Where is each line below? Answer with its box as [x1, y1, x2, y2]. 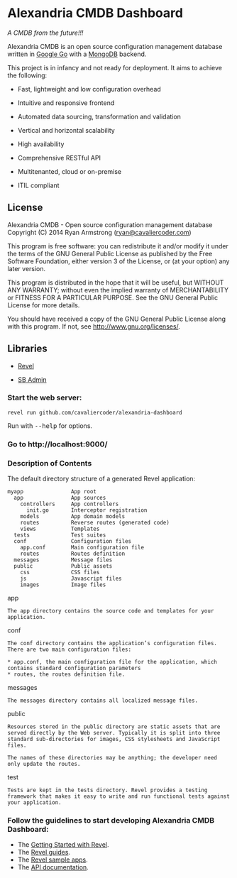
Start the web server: [7, 393, 82, 402]
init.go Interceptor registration [26, 507, 148, 514]
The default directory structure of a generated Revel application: [7, 474, 196, 483]
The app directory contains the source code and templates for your [7, 608, 214, 615]
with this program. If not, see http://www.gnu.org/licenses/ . [7, 322, 181, 331]
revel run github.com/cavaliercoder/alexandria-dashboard [7, 409, 182, 416]
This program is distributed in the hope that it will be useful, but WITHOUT [7, 278, 224, 287]
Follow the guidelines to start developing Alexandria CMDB [7, 816, 215, 825]
